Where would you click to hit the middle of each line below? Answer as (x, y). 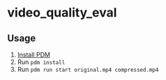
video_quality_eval (62, 13)
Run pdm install (41, 62)
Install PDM (34, 54)
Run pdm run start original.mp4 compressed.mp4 (88, 69)
